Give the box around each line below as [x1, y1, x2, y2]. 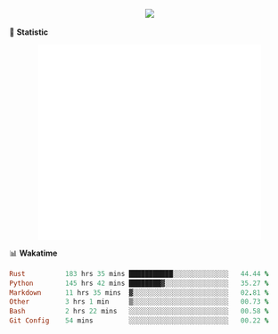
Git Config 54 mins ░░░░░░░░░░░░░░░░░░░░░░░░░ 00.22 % [9, 316, 269, 325]
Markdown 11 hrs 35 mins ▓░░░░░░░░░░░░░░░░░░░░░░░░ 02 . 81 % [9, 288, 269, 297]
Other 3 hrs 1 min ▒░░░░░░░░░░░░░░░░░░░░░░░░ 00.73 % [9, 297, 269, 306]
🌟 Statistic [9, 27, 49, 37]
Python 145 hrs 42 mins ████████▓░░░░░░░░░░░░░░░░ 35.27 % [9, 279, 269, 288]
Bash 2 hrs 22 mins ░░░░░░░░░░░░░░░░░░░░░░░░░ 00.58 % [9, 307, 269, 316]
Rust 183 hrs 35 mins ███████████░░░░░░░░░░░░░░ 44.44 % [9, 269, 269, 278]
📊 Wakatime [9, 248, 58, 258]
